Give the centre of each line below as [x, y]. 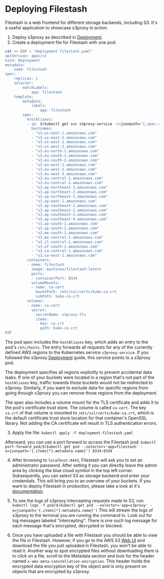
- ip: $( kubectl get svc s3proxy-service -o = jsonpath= [83, 124]
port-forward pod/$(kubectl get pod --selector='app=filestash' [72, 447]
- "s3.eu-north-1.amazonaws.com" [65, 151]
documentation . [28, 491]
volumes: [36, 301]
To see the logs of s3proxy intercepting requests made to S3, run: [78, 501]
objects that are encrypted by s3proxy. [51, 572]
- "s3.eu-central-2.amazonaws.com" [67, 183]
